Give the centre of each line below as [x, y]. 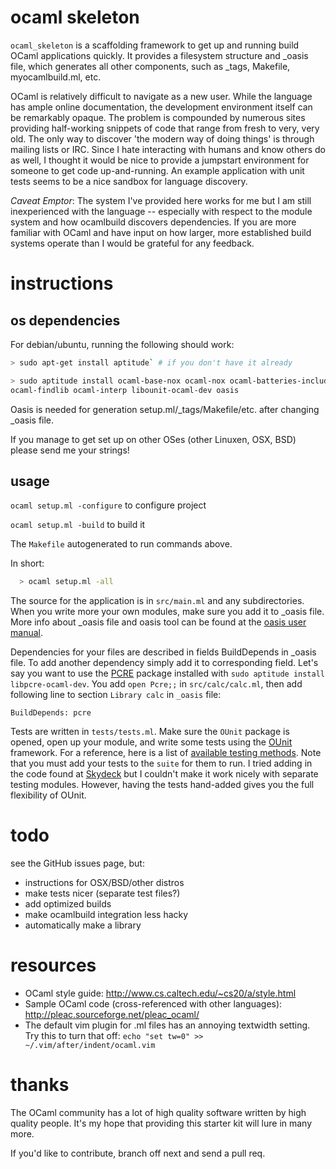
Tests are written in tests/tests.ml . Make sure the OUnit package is [150, 732]
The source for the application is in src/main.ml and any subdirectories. [157, 601]
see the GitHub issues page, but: [77, 863]
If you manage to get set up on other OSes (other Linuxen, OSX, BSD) [153, 439]
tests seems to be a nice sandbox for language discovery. [129, 181]
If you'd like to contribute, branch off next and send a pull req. [138, 1153]
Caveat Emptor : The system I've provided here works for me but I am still [161, 200]
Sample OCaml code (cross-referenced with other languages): [153, 1004]
